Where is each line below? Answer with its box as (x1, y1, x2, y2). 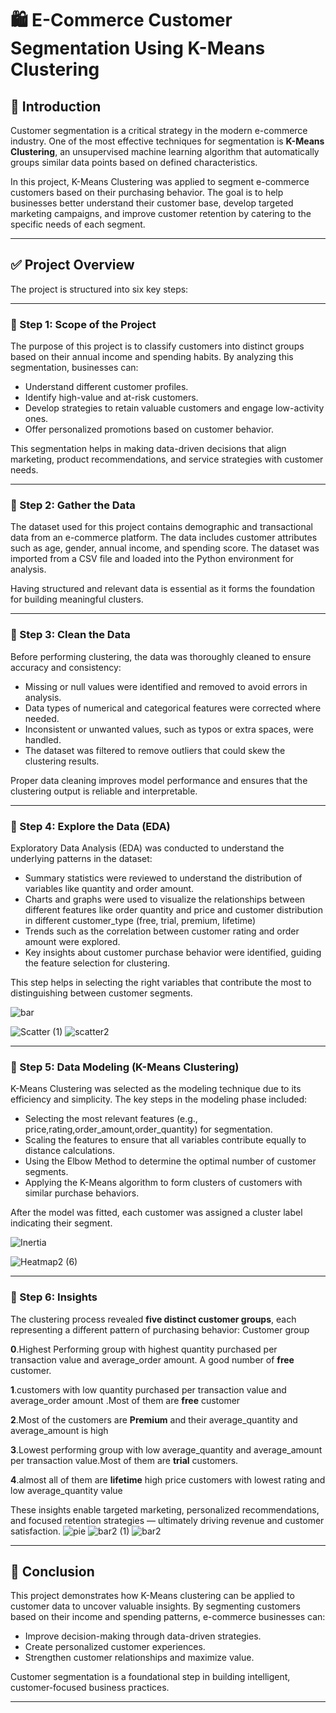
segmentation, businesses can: (10, 362, 139, 374)
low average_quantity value (10, 1484, 123, 1496)
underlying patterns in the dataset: (10, 853, 153, 864)
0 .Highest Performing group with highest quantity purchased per (10, 1343, 278, 1355)
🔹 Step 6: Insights (10, 1290, 98, 1304)
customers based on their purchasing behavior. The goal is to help (10, 187, 284, 198)
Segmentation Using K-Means (10, 37, 266, 60)
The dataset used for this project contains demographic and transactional (10, 521, 314, 533)
